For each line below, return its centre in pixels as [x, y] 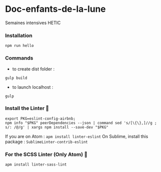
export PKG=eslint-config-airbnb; [40, 119]
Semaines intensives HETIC [33, 23]
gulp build [16, 78]
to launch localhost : [33, 87]
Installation [19, 35]
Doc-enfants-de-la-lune [55, 9]
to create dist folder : [33, 69]
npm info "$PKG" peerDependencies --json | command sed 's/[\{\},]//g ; [81, 123]
